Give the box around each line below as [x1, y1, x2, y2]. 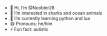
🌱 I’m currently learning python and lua [9, 15, 90, 21]
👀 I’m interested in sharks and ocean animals [9, 10, 102, 16]
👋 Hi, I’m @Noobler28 [9, 5, 55, 10]
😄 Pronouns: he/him [9, 20, 52, 26]
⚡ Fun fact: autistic [9, 26, 48, 32]
